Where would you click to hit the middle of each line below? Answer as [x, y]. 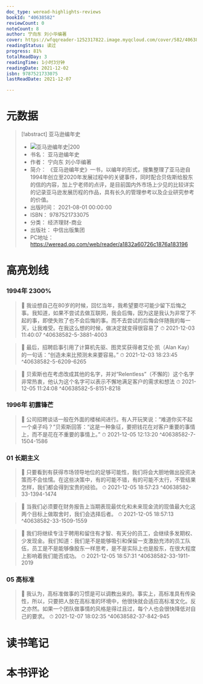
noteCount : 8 [23, 29]
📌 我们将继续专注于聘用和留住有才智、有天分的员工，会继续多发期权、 [108, 533]
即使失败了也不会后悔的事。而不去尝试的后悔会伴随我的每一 [116, 320]
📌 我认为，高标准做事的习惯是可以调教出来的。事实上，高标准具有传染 [108, 594]
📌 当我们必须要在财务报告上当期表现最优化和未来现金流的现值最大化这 [108, 507]
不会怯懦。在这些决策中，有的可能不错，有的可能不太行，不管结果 [114, 480]
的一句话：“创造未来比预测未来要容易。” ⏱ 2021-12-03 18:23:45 [99, 354]
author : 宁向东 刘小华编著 [37, 34]
